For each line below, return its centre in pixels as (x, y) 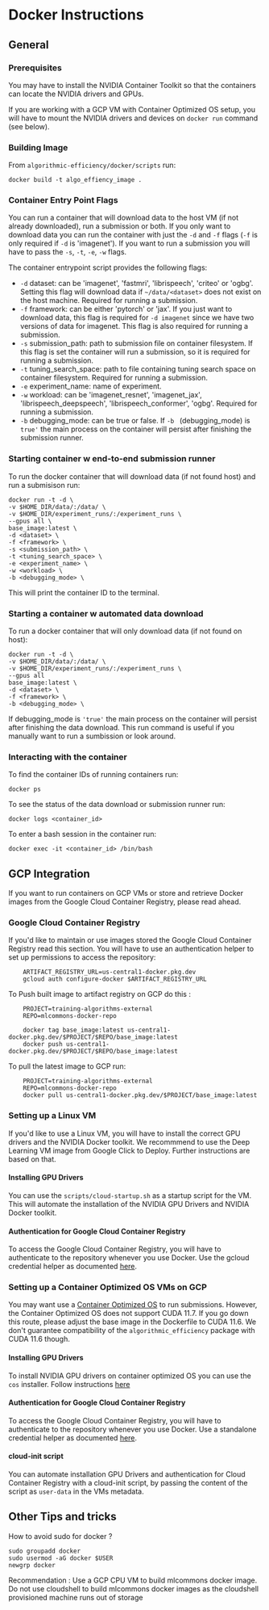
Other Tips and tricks (62, 1517)
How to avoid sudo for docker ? (60, 1536)
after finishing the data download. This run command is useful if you (122, 728)
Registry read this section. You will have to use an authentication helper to (131, 949)
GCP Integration (49, 874)
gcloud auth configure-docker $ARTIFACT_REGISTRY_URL (115, 979)
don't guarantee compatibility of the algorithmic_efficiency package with (132, 1330)
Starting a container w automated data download (106, 613)
